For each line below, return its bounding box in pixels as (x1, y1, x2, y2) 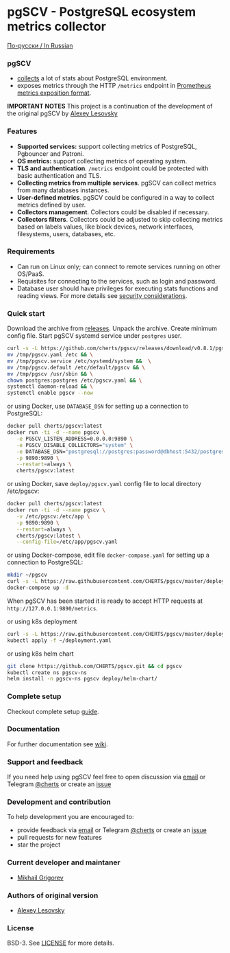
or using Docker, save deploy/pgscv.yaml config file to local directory (7, 480, 202, 488)
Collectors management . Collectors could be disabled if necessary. (16, 207, 209, 216)
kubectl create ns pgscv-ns (7, 669, 88, 676)
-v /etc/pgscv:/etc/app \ (16, 513, 90, 520)
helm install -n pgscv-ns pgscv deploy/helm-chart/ (7, 676, 157, 682)
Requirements (7, 246, 55, 256)
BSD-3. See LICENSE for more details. (7, 939, 114, 948)
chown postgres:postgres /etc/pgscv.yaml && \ (7, 377, 142, 384)
